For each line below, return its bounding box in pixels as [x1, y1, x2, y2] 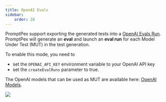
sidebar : [5, 12, 24, 17]
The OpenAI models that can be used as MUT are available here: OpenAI [5, 77, 157, 83]
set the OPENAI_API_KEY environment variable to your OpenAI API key [12, 61, 155, 67]
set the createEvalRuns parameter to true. [12, 66, 100, 73]
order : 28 [14, 17, 35, 22]
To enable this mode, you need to [5, 51, 75, 57]
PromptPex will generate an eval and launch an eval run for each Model [5, 36, 155, 42]
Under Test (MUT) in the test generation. [5, 42, 90, 48]
